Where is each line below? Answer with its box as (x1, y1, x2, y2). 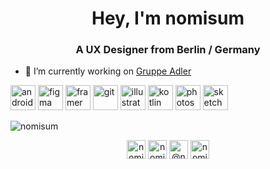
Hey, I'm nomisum (91, 7, 245, 30)
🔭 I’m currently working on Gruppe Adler (24, 65, 192, 77)
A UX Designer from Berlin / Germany (75, 43, 261, 57)
